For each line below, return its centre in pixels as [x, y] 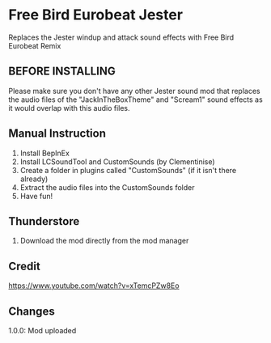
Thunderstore [44, 221]
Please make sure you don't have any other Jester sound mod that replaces [134, 91]
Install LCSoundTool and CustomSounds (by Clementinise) [118, 161]
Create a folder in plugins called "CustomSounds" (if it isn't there [128, 170]
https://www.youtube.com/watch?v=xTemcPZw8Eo [94, 286]
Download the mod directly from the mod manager [104, 241]
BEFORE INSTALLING [62, 72]
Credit [24, 266]
